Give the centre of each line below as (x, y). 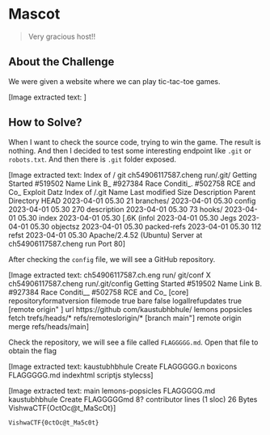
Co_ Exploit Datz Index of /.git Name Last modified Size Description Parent (132, 192)
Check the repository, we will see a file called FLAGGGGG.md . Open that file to (133, 342)
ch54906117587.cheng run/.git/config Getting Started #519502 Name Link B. (135, 283)
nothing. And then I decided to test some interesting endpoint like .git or (130, 150)
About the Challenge (61, 62)
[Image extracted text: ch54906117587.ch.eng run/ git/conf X (110, 275)
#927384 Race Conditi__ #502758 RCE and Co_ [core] (99, 292)
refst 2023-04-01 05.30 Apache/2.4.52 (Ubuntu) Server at (105, 234)
